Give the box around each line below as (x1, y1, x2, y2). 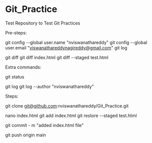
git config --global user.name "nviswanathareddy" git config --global (5, 39, 147, 45)
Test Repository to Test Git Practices (5, 20, 80, 26)
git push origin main (5, 131, 46, 138)
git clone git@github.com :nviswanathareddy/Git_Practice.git (5, 102, 129, 108)
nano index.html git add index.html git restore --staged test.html (5, 112, 137, 118)
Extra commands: (5, 64, 41, 70)
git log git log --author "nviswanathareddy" (5, 83, 94, 89)
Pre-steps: (5, 29, 27, 35)
